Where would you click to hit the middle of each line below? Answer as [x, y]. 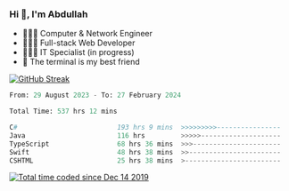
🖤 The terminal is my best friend [81, 62]
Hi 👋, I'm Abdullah [49, 14]
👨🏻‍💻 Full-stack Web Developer [78, 43]
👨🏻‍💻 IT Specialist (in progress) [78, 52]
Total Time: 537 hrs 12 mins [63, 111]
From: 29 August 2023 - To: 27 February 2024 [95, 95]
